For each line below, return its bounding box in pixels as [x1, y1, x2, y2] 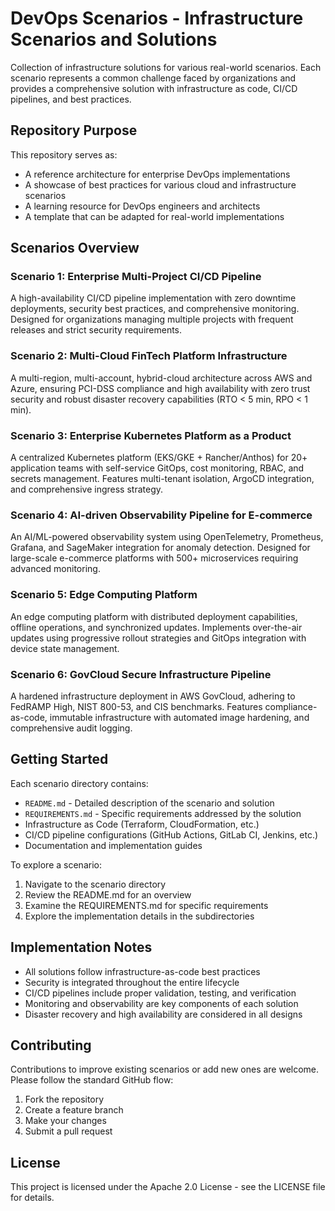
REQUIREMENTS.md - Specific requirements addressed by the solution [24, 807, 302, 819]
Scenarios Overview [10, 240, 140, 257]
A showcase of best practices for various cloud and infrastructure [24, 178, 297, 191]
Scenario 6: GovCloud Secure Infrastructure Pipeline [10, 667, 272, 681]
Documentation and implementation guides [24, 839, 203, 851]
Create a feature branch [24, 1104, 124, 1116]
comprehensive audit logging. [10, 722, 133, 734]
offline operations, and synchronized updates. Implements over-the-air [10, 621, 303, 633]
